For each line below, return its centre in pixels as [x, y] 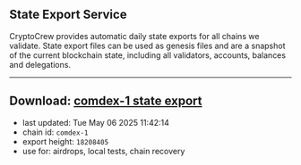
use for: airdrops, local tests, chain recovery [103, 151]
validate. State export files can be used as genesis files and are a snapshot [147, 45]
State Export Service [68, 15]
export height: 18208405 [65, 141]
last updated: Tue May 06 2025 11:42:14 [96, 122]
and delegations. [40, 64]
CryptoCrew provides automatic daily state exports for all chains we [134, 36]
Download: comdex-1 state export [106, 101]
